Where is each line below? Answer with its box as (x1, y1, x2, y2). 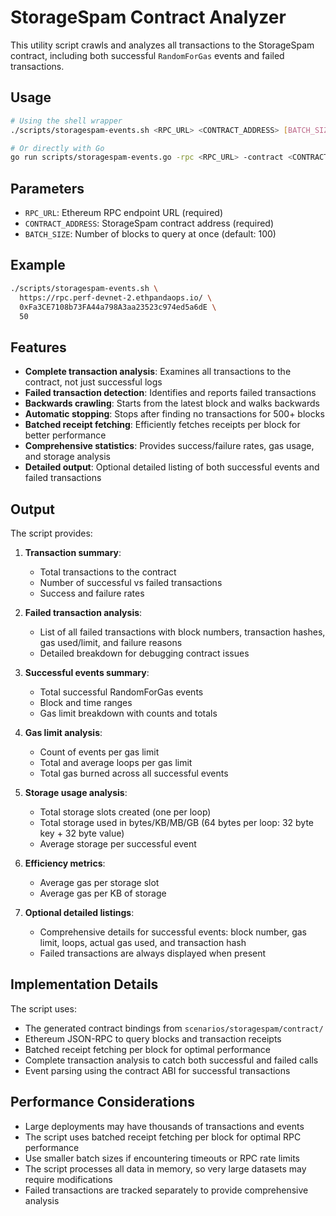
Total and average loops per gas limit (39, 757, 193, 768)
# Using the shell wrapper (10, 116, 123, 126)
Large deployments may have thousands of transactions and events (24, 1120, 305, 1132)
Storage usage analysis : (24, 787, 128, 798)
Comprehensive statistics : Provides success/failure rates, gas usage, (24, 440, 315, 452)
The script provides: (10, 527, 93, 539)
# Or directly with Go (10, 143, 105, 153)
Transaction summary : (24, 547, 122, 558)
